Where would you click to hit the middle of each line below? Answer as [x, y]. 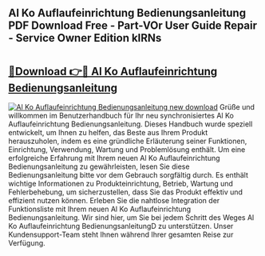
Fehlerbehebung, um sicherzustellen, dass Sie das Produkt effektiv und [126, 192]
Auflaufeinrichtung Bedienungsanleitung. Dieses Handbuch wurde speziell [131, 124]
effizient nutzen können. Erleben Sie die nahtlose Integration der [114, 200]
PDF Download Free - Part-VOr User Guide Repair [133, 26]
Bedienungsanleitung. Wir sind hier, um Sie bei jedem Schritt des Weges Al [131, 218]
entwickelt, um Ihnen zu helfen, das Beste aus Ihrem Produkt [108, 132]
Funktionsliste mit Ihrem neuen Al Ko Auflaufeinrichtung [100, 209]
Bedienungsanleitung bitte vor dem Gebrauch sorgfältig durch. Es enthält [129, 175]
